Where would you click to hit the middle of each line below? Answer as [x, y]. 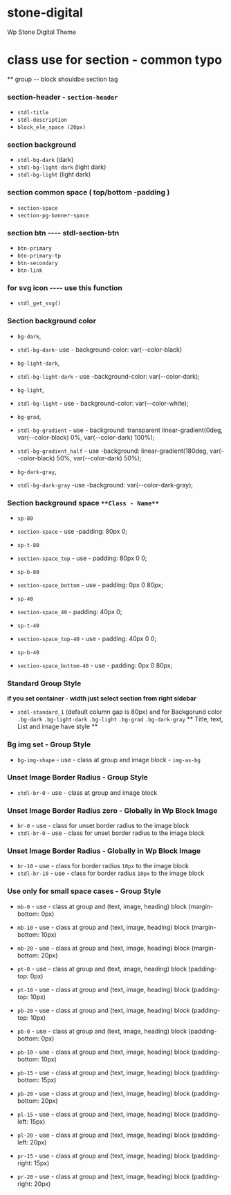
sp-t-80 [28, 545]
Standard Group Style [44, 683]
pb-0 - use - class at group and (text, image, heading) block [102, 1031]
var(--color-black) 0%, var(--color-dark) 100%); [86, 437]
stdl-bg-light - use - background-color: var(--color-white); [103, 403]
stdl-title [33, 113]
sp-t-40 [28, 626]
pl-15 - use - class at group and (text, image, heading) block [103, 1114]
